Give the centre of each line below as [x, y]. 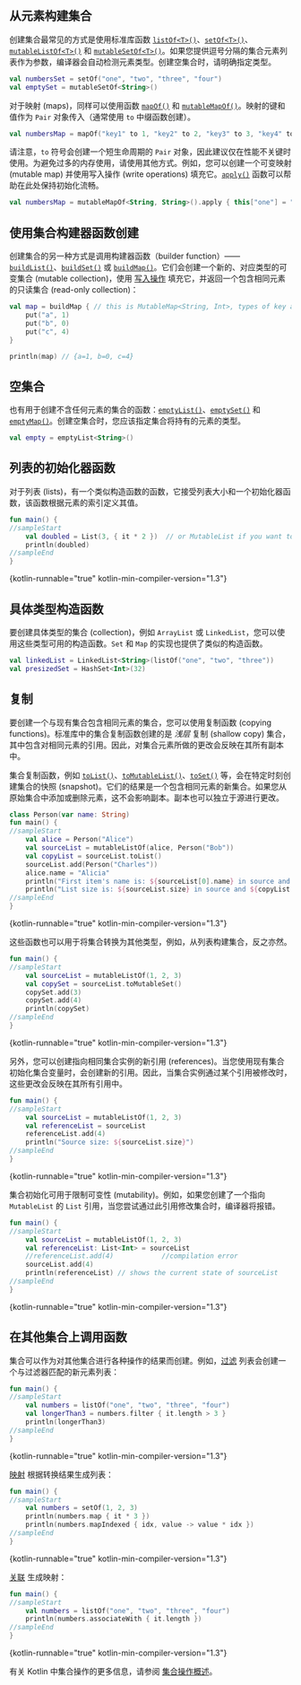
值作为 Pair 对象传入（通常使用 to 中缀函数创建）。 [102, 117]
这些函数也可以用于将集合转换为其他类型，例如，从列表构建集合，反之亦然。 [150, 942]
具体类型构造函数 [56, 609]
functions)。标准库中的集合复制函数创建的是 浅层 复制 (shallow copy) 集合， [150, 733]
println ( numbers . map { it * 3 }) [88, 1516]
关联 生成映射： [38, 1576]
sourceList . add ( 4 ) [60, 1265]
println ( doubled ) [58, 545]
